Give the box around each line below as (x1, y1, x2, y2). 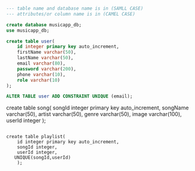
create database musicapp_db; (6, 22, 82, 28)
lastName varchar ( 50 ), (17, 55, 74, 61)
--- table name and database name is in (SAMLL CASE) (6, 5, 144, 11)
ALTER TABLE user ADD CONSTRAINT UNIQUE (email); (6, 93, 133, 99)
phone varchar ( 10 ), (17, 71, 66, 78)
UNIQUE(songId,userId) (14, 155, 71, 161)
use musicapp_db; (6, 28, 50, 33)
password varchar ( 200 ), (17, 66, 77, 72)
